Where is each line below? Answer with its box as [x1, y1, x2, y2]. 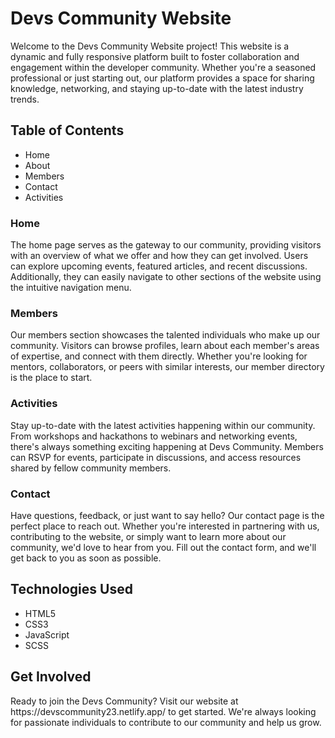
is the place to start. [10, 372, 93, 384]
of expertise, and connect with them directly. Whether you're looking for [10, 350, 308, 362]
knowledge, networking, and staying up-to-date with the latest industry [10, 82, 304, 94]
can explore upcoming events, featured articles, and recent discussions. [10, 260, 308, 272]
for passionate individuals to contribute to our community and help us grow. [10, 716, 322, 728]
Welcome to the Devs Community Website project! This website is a [10, 40, 290, 52]
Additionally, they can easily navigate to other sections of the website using [10, 271, 322, 283]
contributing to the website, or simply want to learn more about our [10, 530, 287, 542]
